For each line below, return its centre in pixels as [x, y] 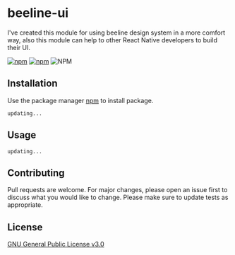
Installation [32, 84]
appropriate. [25, 205]
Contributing [36, 173]
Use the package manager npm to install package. [80, 100]
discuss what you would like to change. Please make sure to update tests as [118, 197]
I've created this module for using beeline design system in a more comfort [116, 32]
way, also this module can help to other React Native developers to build [112, 40]
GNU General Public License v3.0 [56, 244]
